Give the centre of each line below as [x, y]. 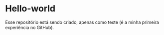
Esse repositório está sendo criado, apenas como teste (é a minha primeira [82, 22]
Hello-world [30, 9]
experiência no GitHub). [29, 27]
